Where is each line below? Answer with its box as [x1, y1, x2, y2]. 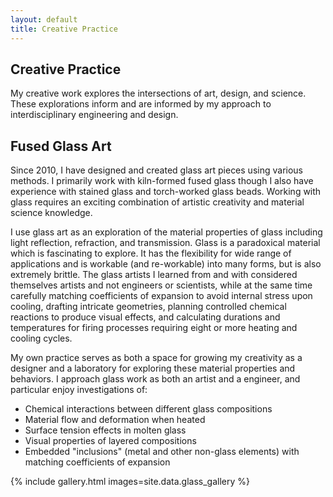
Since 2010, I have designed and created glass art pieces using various [10, 164, 303, 176]
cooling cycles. [10, 332, 73, 345]
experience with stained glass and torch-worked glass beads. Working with [10, 186, 322, 198]
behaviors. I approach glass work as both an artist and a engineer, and [10, 373, 301, 385]
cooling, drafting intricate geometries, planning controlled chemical [10, 301, 287, 313]
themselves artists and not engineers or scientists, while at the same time [10, 279, 313, 291]
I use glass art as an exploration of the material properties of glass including [10, 226, 323, 238]
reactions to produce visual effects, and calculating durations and [10, 311, 281, 323]
